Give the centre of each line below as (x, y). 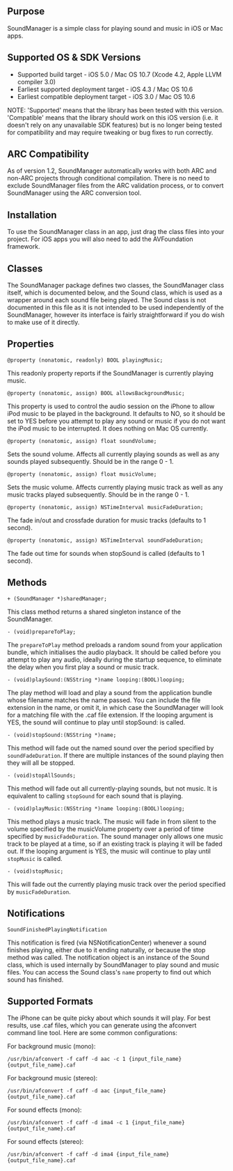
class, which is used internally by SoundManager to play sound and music (113, 965)
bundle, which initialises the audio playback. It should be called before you (114, 652)
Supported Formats (50, 1001)
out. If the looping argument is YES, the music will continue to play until (109, 851)
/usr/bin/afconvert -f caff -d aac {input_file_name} (87, 1091)
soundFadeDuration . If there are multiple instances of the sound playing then (115, 755)
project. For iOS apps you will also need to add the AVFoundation (100, 239)
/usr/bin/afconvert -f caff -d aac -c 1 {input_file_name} (95, 1059)
